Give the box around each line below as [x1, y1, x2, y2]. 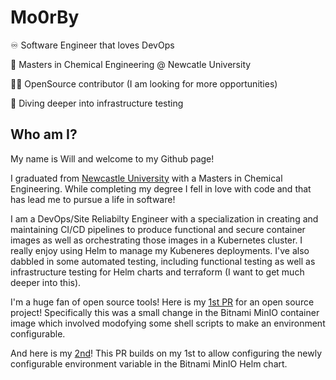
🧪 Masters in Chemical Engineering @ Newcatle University [10, 58, 252, 70]
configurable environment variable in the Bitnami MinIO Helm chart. [10, 357, 288, 370]
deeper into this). [10, 276, 82, 288]
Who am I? [10, 126, 78, 143]
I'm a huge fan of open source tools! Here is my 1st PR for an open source [10, 296, 315, 308]
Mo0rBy [10, 6, 80, 29]
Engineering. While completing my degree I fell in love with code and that [10, 182, 312, 195]
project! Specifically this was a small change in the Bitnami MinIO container [10, 306, 320, 318]
